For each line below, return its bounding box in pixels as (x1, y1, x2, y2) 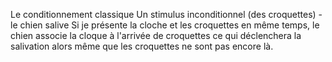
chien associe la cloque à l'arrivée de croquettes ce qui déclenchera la (10, 30, 302, 41)
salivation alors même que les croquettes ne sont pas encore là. (10, 40, 274, 52)
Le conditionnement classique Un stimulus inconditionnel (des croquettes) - (10, 9, 323, 20)
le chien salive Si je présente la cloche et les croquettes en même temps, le (10, 19, 320, 31)
